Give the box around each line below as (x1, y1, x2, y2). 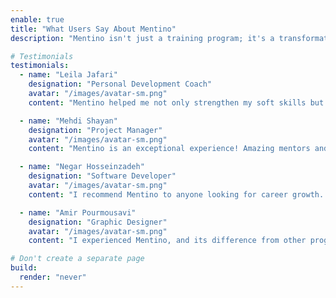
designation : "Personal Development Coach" (28, 79, 213, 90)
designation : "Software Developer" (28, 171, 177, 181)
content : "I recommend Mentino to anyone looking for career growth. (28, 189, 325, 200)
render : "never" (19, 272, 87, 282)
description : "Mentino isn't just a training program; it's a (10, 33, 275, 43)
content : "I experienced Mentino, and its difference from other (28, 236, 307, 246)
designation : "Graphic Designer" (28, 217, 168, 227)
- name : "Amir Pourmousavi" (19, 207, 137, 218)
